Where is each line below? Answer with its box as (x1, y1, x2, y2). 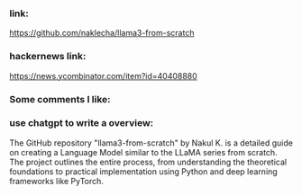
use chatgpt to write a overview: (9, 117, 154, 129)
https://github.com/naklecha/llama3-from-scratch (9, 28, 195, 39)
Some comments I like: (9, 93, 111, 105)
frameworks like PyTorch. (9, 175, 104, 186)
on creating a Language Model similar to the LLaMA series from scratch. (9, 146, 278, 157)
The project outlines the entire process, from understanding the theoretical (9, 156, 287, 167)
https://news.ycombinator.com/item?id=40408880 (9, 70, 198, 81)
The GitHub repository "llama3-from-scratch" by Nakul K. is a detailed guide (9, 137, 293, 148)
